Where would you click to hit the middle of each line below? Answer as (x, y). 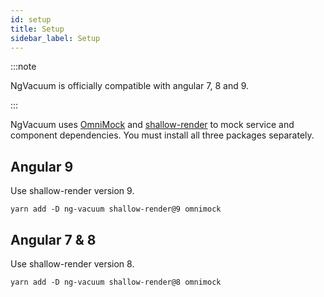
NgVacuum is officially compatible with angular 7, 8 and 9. (130, 86)
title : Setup (37, 29)
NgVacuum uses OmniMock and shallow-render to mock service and (152, 125)
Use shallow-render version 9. (72, 191)
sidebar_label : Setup (55, 38)
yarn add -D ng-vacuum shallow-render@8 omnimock (116, 282)
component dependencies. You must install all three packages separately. (162, 135)
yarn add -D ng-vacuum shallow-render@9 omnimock (116, 209)
